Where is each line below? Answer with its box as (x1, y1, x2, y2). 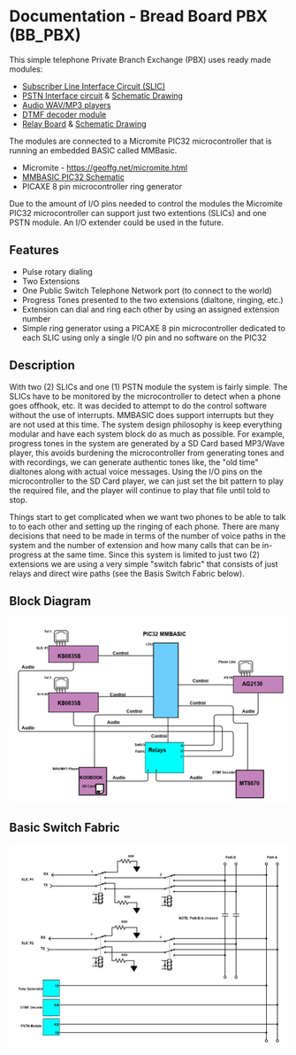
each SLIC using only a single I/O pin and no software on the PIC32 (21, 332, 267, 343)
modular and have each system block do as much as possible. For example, (9, 428, 285, 439)
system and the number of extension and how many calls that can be (9, 539, 261, 550)
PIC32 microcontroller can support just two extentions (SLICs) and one (9, 207, 267, 218)
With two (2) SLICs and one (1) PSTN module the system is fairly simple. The (9, 381, 288, 392)
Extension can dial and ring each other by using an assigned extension (21, 304, 280, 314)
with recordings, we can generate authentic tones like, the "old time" (9, 456, 259, 467)
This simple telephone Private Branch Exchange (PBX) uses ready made (9, 54, 271, 65)
